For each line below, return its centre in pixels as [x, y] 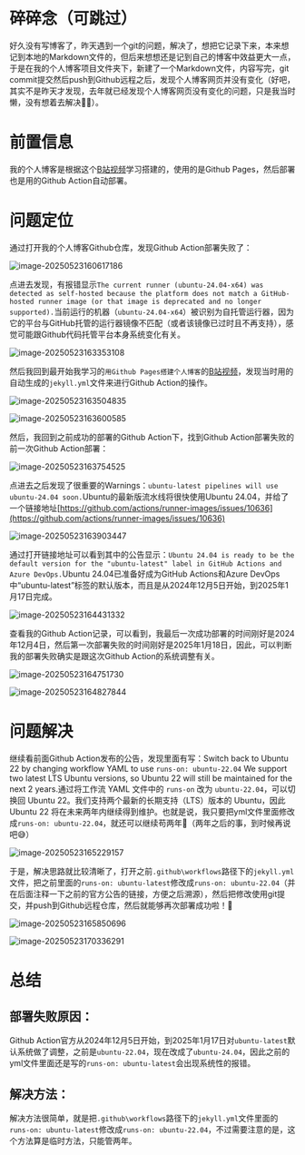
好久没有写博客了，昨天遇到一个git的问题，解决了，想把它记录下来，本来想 [149, 45]
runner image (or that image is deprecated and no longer [149, 301]
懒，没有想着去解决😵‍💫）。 [57, 102]
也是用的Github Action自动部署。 [71, 180]
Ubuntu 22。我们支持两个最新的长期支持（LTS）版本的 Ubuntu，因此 [156, 800]
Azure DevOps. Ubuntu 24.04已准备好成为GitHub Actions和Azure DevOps [145, 574]
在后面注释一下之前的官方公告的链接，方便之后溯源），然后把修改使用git [143, 893]
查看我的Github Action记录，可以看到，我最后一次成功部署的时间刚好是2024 [152, 633]
